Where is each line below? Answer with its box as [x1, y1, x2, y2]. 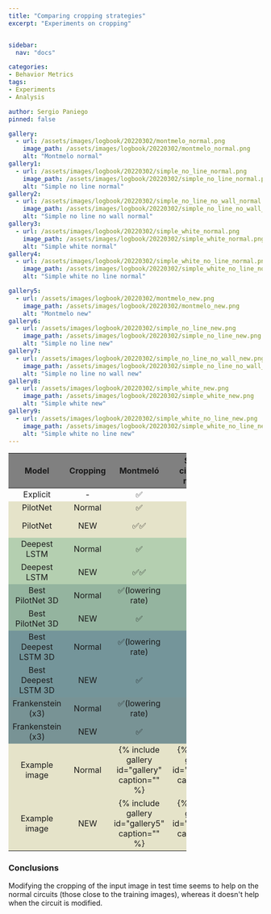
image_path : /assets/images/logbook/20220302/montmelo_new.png [23, 302, 240, 310]
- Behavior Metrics [8, 70, 74, 79]
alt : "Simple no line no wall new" [23, 369, 143, 378]
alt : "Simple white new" [23, 400, 106, 408]
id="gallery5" [114, 818, 165, 829]
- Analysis [8, 93, 45, 101]
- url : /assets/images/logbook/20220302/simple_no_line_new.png [15, 325, 236, 333]
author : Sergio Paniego [8, 107, 89, 115]
